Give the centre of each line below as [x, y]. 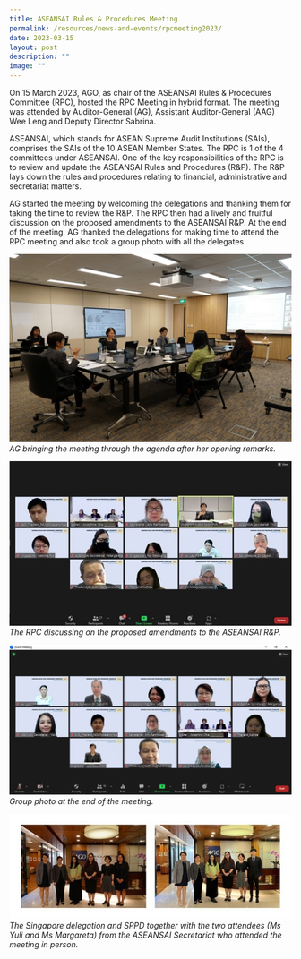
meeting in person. [44, 945]
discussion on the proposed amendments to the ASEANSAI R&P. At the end [148, 223]
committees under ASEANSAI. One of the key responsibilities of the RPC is [146, 158]
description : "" [39, 57]
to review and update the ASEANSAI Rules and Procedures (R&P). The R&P [147, 167]
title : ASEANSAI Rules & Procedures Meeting [94, 19]
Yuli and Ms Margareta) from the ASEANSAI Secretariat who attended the [146, 935]
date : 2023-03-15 [42, 38]
